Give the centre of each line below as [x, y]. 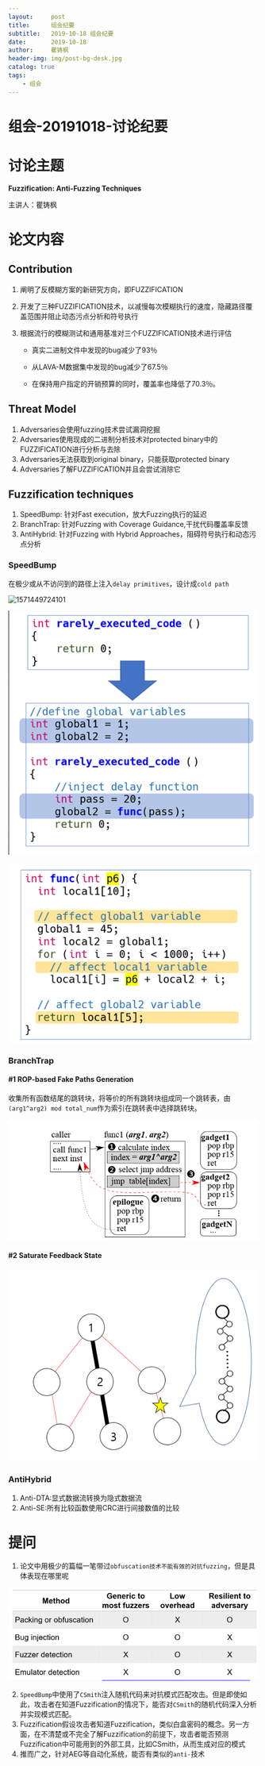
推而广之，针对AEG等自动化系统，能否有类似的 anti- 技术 [112, 1754]
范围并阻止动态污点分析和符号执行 [83, 316]
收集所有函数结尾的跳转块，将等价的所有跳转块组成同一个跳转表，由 [119, 1098]
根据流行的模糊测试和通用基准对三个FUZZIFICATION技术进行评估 [126, 333]
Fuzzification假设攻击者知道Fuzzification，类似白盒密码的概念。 [124, 1724]
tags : [17, 75]
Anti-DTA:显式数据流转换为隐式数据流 [81, 1498]
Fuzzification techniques [71, 494]
